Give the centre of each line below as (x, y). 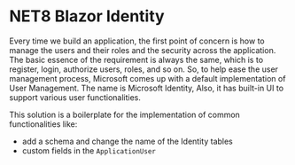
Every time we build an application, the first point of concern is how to (137, 41)
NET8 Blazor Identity (87, 16)
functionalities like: (43, 124)
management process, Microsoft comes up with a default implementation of (147, 78)
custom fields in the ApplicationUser (89, 150)
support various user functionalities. (75, 97)
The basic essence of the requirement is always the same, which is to (136, 59)
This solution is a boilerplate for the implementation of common (125, 114)
